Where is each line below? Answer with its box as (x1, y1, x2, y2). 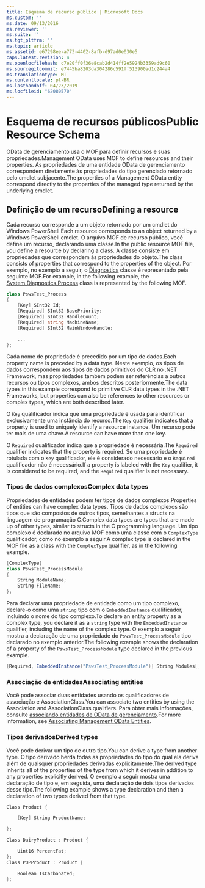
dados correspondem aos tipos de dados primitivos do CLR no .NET (6, 366, 178, 373)
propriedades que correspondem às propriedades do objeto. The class (6, 253, 183, 260)
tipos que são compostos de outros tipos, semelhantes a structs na (6, 509, 175, 517)
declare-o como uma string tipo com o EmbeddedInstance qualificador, (6, 606, 183, 614)
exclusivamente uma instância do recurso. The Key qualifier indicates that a (6, 417, 193, 424)
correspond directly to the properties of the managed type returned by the (6, 180, 193, 187)
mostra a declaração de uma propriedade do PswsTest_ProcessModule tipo (6, 632, 191, 639)
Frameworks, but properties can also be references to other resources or (6, 391, 190, 399)
